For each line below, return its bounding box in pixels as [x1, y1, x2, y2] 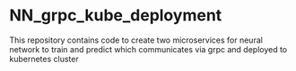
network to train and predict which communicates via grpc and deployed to [9, 43, 288, 54]
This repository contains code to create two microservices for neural [9, 35, 263, 45]
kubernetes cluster [9, 53, 79, 64]
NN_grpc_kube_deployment [9, 5, 222, 26]
